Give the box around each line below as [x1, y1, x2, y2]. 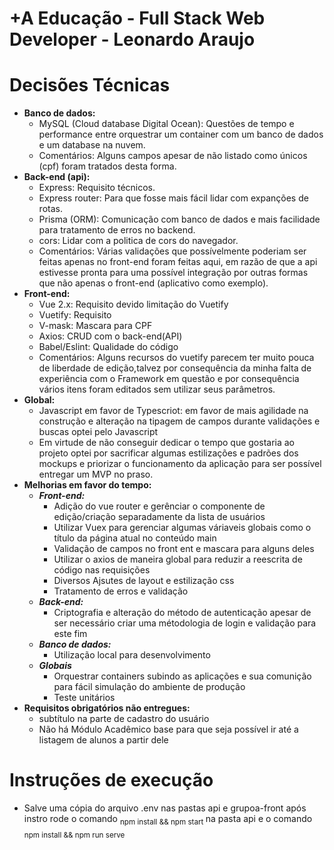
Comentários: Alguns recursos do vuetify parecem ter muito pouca [38, 352, 315, 364]
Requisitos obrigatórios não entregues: [23, 702, 191, 714]
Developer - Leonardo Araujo [9, 28, 256, 51]
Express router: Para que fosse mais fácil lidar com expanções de [38, 192, 309, 204]
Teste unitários [53, 692, 116, 704]
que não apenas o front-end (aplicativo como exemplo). [38, 277, 269, 289]
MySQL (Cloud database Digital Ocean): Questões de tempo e [38, 118, 295, 130]
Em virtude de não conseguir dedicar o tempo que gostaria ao [38, 437, 295, 449]
